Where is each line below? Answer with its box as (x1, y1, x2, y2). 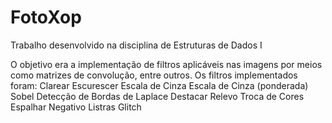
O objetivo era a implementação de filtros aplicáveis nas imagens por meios (10, 58, 323, 70)
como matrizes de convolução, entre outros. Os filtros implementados (10, 69, 298, 81)
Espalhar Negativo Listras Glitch (10, 101, 142, 113)
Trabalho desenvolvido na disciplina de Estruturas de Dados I (10, 39, 263, 51)
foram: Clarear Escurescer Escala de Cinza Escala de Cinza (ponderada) (10, 79, 309, 91)
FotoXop (10, 6, 82, 29)
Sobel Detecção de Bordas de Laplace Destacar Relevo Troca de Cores (10, 90, 305, 102)
